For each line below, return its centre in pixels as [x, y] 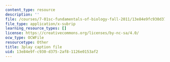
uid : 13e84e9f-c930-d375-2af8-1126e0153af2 [52, 51]
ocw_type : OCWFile [25, 38]
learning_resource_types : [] [36, 28]
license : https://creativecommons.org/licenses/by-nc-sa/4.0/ [72, 33]
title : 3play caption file [34, 47]
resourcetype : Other [27, 42]
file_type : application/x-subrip [40, 24]
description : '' [22, 14]
